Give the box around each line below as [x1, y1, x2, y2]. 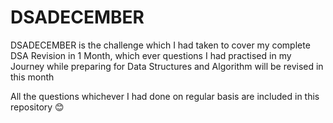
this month [10, 71, 55, 83]
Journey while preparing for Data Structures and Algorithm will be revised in [10, 60, 324, 72]
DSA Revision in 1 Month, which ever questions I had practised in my [10, 49, 292, 61]
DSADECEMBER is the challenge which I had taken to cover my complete [10, 39, 311, 51]
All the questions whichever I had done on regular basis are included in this [10, 90, 320, 102]
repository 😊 [10, 101, 65, 113]
